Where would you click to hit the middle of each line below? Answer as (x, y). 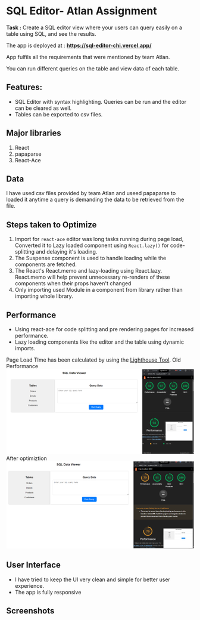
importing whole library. (44, 296)
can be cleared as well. (43, 108)
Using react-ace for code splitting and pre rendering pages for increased (104, 329)
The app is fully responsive (48, 592)
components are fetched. (46, 264)
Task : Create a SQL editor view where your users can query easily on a (94, 27)
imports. (25, 348)
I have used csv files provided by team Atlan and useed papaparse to (91, 193)
